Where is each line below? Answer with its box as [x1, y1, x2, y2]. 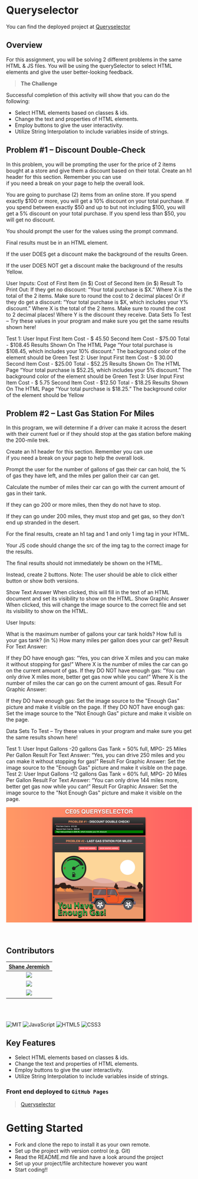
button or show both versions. [6, 577, 79, 585]
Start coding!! [14, 1166, 48, 1173]
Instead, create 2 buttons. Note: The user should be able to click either [6, 571, 178, 578]
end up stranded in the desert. [6, 519, 80, 526]
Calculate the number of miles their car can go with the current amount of [6, 484, 185, 491]
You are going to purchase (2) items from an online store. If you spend [6, 191, 177, 198]
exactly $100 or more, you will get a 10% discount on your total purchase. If [6, 197, 190, 204]
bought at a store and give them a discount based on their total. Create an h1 [6, 167, 192, 174]
